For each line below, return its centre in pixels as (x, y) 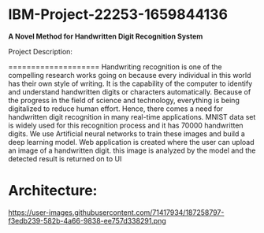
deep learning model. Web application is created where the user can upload (131, 142)
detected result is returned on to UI (65, 158)
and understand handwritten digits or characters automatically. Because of (130, 91)
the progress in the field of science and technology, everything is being (124, 100)
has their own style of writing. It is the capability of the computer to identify (130, 83)
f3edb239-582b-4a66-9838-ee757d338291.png (87, 220)
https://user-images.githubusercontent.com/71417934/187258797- (116, 212)
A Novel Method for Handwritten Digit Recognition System (106, 36)
